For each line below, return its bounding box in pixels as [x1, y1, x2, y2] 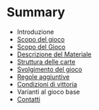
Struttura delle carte [16, 57, 76, 66]
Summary [6, 4, 65, 20]
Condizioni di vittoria [16, 80, 78, 88]
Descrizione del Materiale [16, 50, 92, 59]
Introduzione [16, 28, 54, 36]
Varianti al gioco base [16, 87, 81, 96]
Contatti [16, 94, 40, 103]
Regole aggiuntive [16, 72, 70, 81]
